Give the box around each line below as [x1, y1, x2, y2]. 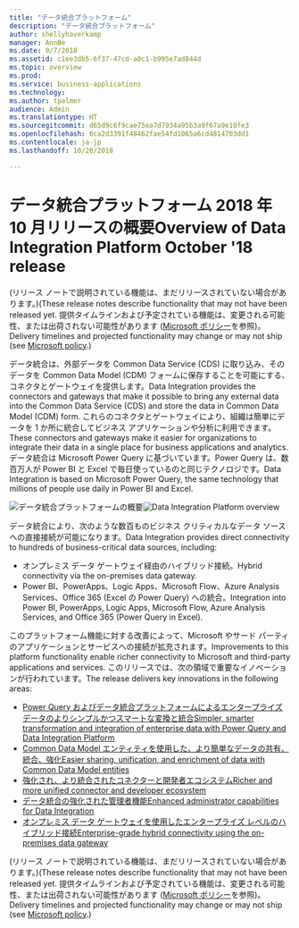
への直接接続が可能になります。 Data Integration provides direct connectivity [9, 531, 290, 542]
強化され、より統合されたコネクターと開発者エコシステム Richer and [21, 774, 273, 785]
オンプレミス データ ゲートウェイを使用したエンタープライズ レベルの [21, 815, 278, 827]
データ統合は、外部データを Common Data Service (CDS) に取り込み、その [9, 359, 286, 369]
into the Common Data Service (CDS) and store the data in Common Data [9, 400, 279, 411]
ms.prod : [9, 72, 42, 80]
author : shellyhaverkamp [9, 30, 102, 38]
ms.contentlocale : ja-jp [9, 138, 102, 147]
